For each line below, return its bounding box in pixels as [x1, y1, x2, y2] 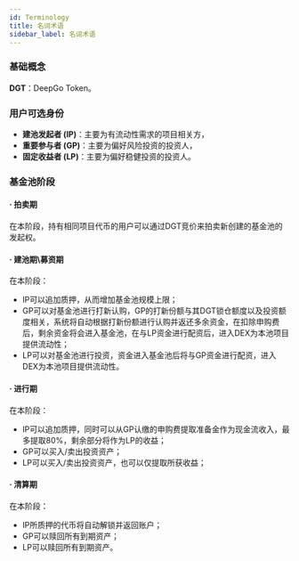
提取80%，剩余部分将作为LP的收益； [29, 435, 166, 445]
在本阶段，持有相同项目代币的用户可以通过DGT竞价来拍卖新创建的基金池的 [9, 221, 283, 232]
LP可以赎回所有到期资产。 [21, 541, 118, 552]
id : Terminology [9, 12, 69, 22]
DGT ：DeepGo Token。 [9, 82, 96, 93]
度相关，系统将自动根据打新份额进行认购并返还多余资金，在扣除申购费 [21, 317, 280, 328]
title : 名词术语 [9, 21, 64, 30]
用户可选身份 [9, 107, 65, 119]
